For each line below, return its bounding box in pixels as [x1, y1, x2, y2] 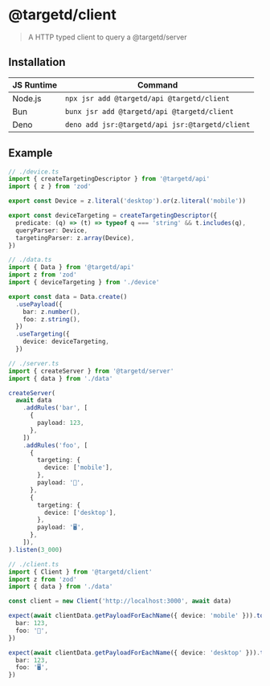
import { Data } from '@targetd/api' [8, 263, 135, 272]
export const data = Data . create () [8, 292, 128, 300]
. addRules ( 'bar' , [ [22, 404, 88, 412]
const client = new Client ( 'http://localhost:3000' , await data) [8, 597, 231, 606]
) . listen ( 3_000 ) [8, 545, 63, 553]
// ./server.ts [8, 359, 59, 367]
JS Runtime [12, 79, 58, 90]
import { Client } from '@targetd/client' [8, 568, 153, 576]
